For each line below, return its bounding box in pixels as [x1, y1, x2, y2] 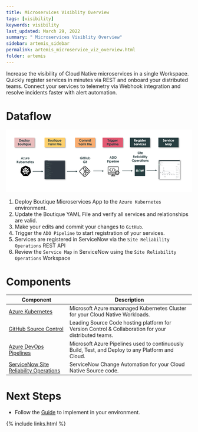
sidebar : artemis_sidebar [6, 41, 70, 47]
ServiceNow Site [8, 361, 49, 368]
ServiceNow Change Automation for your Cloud [69, 361, 185, 368]
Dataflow [6, 109, 52, 123]
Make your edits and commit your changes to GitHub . [14, 223, 144, 230]
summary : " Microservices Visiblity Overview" [6, 34, 123, 41]
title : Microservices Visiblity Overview [6, 9, 110, 15]
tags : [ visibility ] [6, 15, 54, 22]
